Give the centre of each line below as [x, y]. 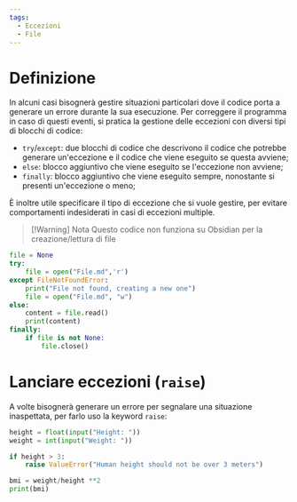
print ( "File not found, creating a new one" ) [111, 288]
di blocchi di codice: [46, 131]
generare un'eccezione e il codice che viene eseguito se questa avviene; [155, 157]
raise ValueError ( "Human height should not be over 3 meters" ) [145, 465]
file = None [31, 255]
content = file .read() [67, 313]
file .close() [65, 346]
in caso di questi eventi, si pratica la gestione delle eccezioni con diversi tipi [148, 122]
